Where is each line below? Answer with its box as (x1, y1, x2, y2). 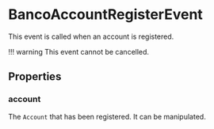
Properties (8, 70, 62, 84)
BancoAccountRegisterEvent (8, 6, 204, 24)
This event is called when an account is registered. (8, 32, 174, 41)
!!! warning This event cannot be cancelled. (8, 47, 149, 56)
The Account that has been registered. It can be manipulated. (8, 112, 206, 121)
